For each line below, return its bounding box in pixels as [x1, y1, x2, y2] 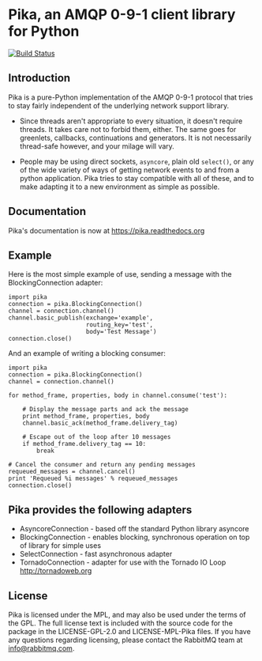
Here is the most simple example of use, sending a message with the [8, 270, 232, 279]
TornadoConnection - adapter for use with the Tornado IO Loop [19, 557, 226, 567]
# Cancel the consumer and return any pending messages [8, 461, 196, 469]
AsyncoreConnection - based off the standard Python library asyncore [19, 524, 249, 534]
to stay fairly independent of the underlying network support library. [8, 100, 230, 110]
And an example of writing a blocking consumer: [8, 349, 166, 358]
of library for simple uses [19, 541, 101, 550]
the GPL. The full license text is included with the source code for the [8, 618, 233, 628]
